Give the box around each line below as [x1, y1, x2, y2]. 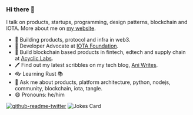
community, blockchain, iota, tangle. [14, 85, 103, 92]
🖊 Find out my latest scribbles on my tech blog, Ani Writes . [14, 62, 158, 69]
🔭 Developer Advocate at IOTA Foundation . [14, 42, 119, 49]
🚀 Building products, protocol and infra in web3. [14, 36, 131, 43]
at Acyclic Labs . [14, 55, 54, 62]
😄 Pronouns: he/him [14, 91, 65, 99]
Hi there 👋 [6, 5, 35, 13]
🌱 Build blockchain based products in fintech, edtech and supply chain [14, 49, 186, 56]
